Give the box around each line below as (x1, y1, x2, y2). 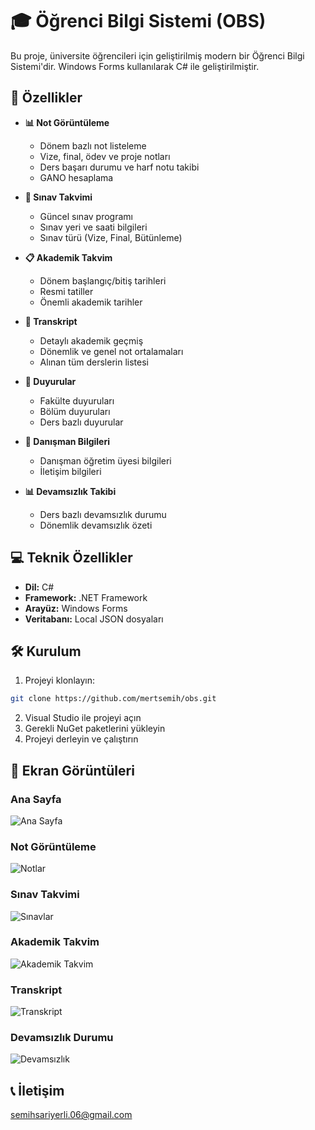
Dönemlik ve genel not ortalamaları (39, 345, 184, 357)
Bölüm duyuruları (39, 405, 111, 417)
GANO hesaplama (39, 171, 114, 183)
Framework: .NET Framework (24, 591, 148, 603)
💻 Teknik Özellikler (10, 549, 133, 567)
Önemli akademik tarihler (39, 296, 143, 308)
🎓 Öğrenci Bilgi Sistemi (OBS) (10, 10, 267, 33)
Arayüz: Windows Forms (24, 602, 128, 614)
